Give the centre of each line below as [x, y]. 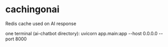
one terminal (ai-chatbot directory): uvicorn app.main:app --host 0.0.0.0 [81, 33]
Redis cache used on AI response [41, 24]
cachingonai [33, 9]
